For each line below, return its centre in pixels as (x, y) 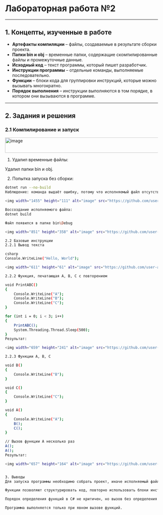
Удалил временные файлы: (40, 160)
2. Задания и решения (41, 116)
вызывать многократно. (37, 85)
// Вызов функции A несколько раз (40, 441)
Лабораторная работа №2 (60, 9)
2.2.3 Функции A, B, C (28, 357)
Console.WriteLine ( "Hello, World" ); (42, 259)
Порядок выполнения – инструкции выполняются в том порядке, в (82, 91)
